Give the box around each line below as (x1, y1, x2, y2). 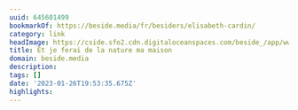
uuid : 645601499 (9, 12, 69, 22)
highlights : (9, 87, 53, 96)
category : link (9, 29, 66, 38)
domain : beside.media (9, 54, 90, 63)
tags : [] (9, 71, 42, 80)
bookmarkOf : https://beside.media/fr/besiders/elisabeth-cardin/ (9, 21, 255, 30)
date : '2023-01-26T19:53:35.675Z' (9, 79, 137, 88)
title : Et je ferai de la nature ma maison (9, 46, 173, 55)
